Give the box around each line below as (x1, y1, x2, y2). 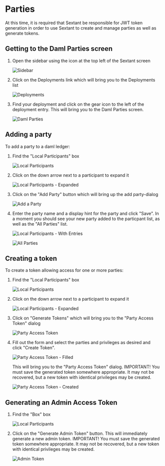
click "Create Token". (12, 345, 56, 351)
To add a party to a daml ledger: (5, 143, 70, 149)
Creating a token (5, 254, 57, 263)
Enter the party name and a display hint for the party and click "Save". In (12, 210, 159, 216)
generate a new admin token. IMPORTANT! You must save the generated (12, 436, 160, 442)
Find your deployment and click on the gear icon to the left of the (12, 101, 144, 107)
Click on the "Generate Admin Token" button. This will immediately (12, 430, 148, 436)
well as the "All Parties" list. (12, 221, 68, 227)
